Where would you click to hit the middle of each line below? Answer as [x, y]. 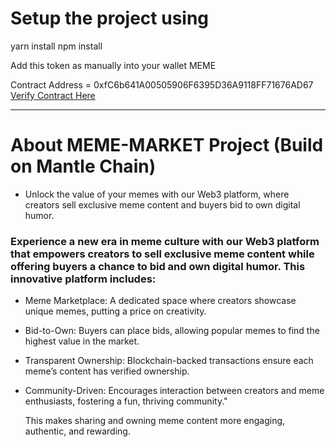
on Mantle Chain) [83, 166]
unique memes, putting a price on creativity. [115, 311]
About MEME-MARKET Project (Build [167, 145]
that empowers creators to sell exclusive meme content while [162, 254]
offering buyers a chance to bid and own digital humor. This [158, 266]
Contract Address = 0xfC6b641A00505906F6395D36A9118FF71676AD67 [162, 84]
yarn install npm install [56, 46]
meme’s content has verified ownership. [107, 371]
